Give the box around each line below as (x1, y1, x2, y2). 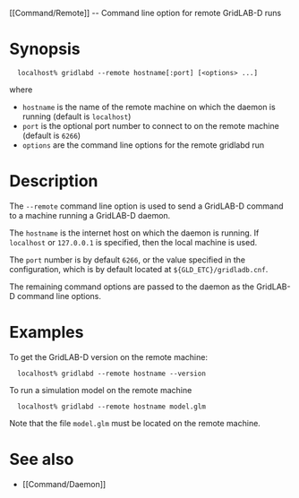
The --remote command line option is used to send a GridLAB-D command (9, 201, 284, 211)
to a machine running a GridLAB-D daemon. (9, 210, 171, 220)
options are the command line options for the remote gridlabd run (21, 139, 265, 150)
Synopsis (9, 39, 81, 59)
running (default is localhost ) (21, 111, 132, 122)
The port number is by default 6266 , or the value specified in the (9, 254, 246, 265)
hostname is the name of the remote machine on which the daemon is (21, 101, 276, 112)
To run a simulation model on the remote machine (9, 384, 192, 395)
